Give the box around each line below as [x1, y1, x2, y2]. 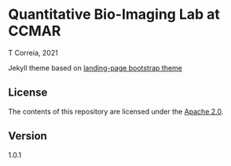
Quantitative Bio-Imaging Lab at [8, 5, 220, 23]
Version [8, 129, 47, 143]
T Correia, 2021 [8, 48, 59, 57]
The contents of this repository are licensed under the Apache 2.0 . [8, 106, 224, 116]
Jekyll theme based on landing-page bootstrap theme [8, 63, 183, 72]
